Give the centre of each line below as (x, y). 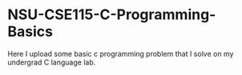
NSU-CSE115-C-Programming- (112, 15)
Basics (30, 32)
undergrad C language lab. (52, 62)
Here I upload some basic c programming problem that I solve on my (121, 53)
